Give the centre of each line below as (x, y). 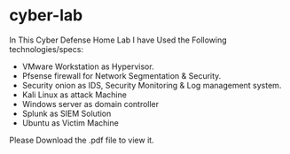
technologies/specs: (47, 49)
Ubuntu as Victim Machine (71, 123)
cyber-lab (46, 15)
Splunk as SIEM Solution (67, 113)
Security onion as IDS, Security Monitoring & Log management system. (152, 85)
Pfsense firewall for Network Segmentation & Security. (121, 75)
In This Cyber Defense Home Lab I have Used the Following (118, 40)
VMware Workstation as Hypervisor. (88, 66)
